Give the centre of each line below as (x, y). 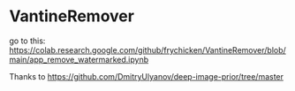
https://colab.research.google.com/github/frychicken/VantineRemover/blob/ (148, 49)
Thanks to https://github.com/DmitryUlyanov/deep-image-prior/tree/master (147, 76)
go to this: (27, 41)
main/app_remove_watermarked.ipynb (79, 59)
